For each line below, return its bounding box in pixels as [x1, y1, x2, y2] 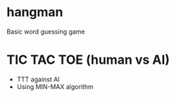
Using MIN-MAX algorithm [16, 82, 94, 91]
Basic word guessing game [6, 27, 85, 36]
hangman [6, 4, 64, 20]
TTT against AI [16, 75, 61, 83]
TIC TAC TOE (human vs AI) [6, 52, 170, 68]
